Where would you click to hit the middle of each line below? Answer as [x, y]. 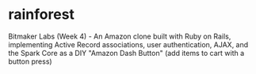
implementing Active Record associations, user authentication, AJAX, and [128, 44]
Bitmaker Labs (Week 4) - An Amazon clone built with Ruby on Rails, [120, 36]
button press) [31, 61]
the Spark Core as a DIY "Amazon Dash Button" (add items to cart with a [126, 53]
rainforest [42, 15]
